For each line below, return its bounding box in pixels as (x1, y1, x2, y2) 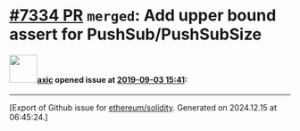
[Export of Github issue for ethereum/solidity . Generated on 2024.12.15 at (9, 102, 278, 113)
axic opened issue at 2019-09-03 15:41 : (37, 74, 187, 85)
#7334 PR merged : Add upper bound (9, 5, 277, 26)
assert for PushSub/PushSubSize (9, 24, 262, 45)
